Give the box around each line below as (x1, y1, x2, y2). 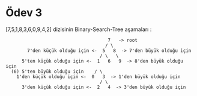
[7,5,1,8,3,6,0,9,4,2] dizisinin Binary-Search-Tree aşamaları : (5, 26, 152, 33)
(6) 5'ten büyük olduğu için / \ (11, 69, 103, 75)
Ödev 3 (5, 6, 43, 20)
